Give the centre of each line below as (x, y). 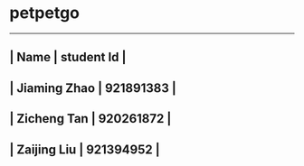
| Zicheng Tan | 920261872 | (90, 119)
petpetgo (44, 13)
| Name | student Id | (68, 57)
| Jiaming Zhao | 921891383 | (93, 88)
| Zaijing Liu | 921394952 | (85, 149)
